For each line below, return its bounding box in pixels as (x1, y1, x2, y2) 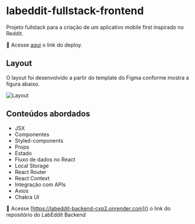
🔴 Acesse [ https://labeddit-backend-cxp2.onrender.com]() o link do (6, 205, 171, 212)
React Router (14, 168, 47, 175)
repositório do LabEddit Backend (6, 211, 86, 218)
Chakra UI (14, 193, 40, 200)
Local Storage (14, 162, 49, 169)
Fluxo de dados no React (14, 156, 76, 163)
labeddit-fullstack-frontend (6, 4, 144, 18)
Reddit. (6, 29, 24, 37)
